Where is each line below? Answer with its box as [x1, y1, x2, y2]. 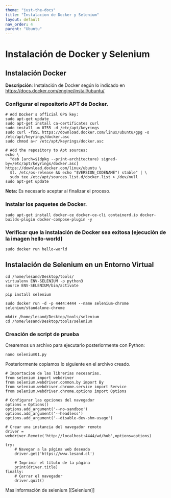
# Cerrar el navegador [14, 473, 63, 479]
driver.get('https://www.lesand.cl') [14, 452, 95, 457]
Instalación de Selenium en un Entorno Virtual [5, 260, 154, 269]
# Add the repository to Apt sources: [5, 148, 88, 153]
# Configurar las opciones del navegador [5, 398, 95, 403]
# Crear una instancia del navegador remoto [5, 424, 102, 430]
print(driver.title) [14, 465, 58, 470]
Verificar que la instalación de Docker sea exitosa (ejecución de [5, 228, 166, 235]
